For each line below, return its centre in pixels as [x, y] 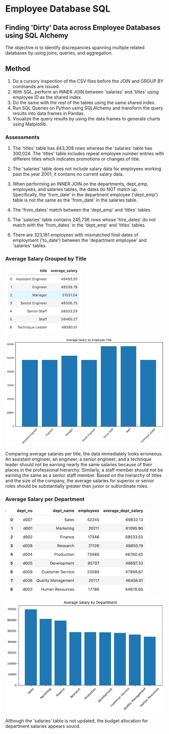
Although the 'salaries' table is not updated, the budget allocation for [77, 721]
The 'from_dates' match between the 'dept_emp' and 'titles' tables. [82, 210]
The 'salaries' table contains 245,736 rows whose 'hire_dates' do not [84, 220]
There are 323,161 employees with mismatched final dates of [75, 235]
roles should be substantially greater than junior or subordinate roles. [77, 486]
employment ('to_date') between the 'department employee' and [79, 240]
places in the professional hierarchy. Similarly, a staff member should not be [84, 470]
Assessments [22, 137]
